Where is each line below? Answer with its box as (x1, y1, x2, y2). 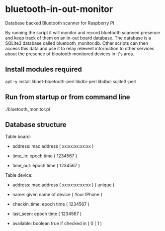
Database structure (5, 120, 67, 129)
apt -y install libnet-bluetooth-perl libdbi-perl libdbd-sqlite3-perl (5, 78, 137, 84)
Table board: (5, 133, 31, 140)
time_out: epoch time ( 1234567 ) (12, 163, 81, 169)
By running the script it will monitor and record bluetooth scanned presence (5, 29, 160, 35)
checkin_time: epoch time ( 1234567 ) (12, 201, 89, 207)
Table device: (5, 172, 33, 178)
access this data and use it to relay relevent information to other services (5, 45, 155, 51)
